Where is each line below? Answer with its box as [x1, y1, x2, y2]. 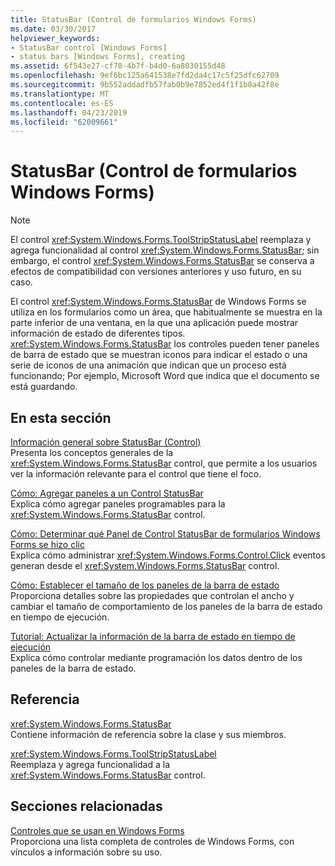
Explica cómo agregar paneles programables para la [10, 498, 226, 510]
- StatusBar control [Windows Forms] [10, 42, 168, 53]
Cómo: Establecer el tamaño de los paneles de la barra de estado [10, 579, 280, 591]
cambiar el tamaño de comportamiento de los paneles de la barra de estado [10, 601, 323, 612]
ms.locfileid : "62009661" [10, 117, 118, 127]
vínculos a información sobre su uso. [10, 846, 163, 858]
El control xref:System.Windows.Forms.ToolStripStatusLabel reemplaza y [10, 234, 312, 246]
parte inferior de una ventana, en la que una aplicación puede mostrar [10, 317, 299, 329]
